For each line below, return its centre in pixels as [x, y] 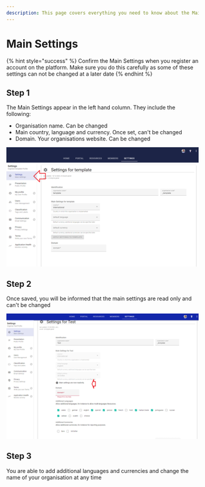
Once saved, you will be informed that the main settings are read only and [99, 298]
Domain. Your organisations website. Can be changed [83, 139]
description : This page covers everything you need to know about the [98, 13]
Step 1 [18, 92]
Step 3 [19, 456]
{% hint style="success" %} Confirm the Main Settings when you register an [103, 60]
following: [19, 114]
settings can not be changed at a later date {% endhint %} [80, 74]
